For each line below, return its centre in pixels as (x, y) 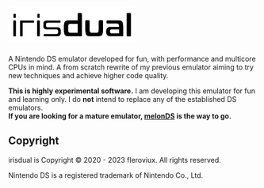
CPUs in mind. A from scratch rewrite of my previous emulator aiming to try (131, 67)
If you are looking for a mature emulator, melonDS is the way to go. (120, 116)
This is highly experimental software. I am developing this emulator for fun (132, 91)
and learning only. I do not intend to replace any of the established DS (122, 99)
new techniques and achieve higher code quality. (88, 75)
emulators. (26, 107)
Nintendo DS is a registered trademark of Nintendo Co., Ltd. (106, 175)
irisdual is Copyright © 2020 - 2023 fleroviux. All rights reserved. (115, 160)
